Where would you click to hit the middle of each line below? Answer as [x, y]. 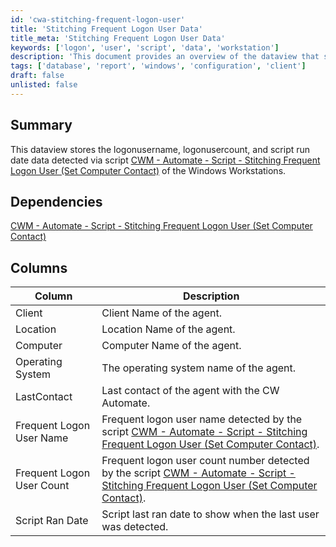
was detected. [135, 527]
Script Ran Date [52, 521]
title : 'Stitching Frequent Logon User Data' [106, 29]
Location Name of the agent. [168, 329]
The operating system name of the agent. [199, 368]
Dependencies [56, 201]
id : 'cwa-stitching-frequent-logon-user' [98, 19]
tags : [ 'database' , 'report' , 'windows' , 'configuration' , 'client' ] [158, 66]
